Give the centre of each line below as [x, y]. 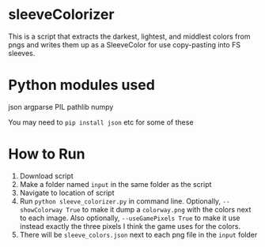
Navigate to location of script [67, 193]
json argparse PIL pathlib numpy [61, 107]
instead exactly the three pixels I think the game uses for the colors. [130, 226]
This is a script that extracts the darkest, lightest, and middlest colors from [129, 36]
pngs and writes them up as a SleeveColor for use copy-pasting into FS [125, 44]
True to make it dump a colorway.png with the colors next [159, 209]
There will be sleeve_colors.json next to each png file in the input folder [138, 234]
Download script [46, 176]
